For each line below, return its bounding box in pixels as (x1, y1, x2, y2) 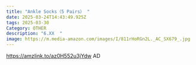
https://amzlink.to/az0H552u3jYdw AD (6, 53, 101, 59)
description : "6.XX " (6, 31, 63, 37)
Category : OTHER (6, 25, 46, 31)
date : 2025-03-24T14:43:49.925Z (6, 14, 86, 20)
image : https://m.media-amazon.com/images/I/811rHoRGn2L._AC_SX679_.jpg (6, 36, 191, 42)
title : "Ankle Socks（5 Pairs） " (6, 8, 91, 15)
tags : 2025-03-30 (6, 19, 49, 25)
